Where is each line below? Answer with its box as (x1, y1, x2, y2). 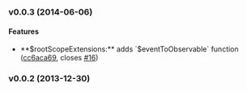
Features (8, 27, 39, 36)
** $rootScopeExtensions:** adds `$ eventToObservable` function (19, 44, 239, 54)
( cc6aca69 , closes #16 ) (19, 53, 99, 63)
